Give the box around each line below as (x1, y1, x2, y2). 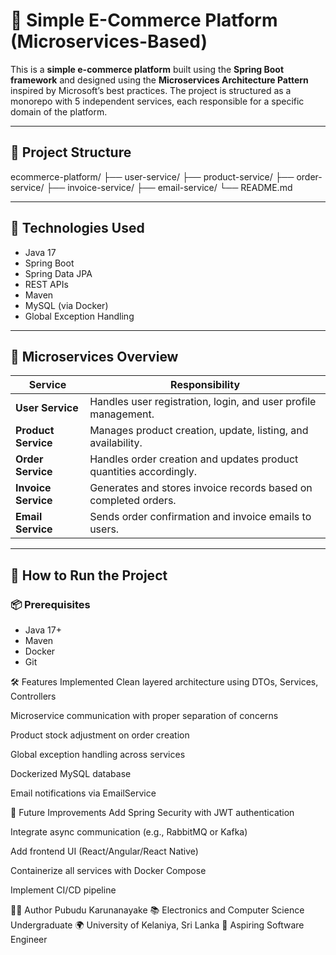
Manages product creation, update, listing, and (89, 424, 309, 438)
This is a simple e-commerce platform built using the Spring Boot (10, 63, 285, 75)
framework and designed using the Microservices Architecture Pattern (10, 74, 309, 86)
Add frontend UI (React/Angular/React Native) (10, 845, 199, 858)
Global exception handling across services (10, 749, 186, 761)
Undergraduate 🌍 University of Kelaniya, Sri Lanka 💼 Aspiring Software (10, 919, 305, 931)
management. (89, 407, 155, 421)
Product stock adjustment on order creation (10, 729, 190, 741)
